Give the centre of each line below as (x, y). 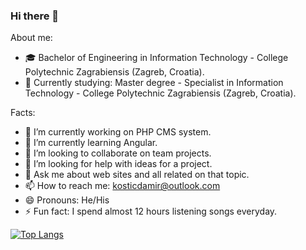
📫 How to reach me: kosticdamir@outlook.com (122, 186)
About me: (31, 38)
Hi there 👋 (35, 16)
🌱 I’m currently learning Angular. (91, 143)
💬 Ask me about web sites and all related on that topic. (137, 175)
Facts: (23, 113)
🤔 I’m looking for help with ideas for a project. (118, 164)
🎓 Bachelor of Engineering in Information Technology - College (156, 58)
